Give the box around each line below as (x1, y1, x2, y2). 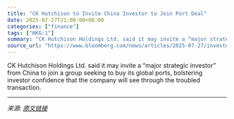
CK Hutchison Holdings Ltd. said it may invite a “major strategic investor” (7, 62, 217, 69)
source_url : (7, 42, 42, 49)
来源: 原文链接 (7, 104, 47, 112)
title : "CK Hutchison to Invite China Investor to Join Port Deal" (7, 10, 208, 17)
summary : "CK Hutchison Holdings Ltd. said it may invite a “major (7, 36, 208, 43)
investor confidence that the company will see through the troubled (7, 76, 201, 84)
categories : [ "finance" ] (7, 23, 79, 30)
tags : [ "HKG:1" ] (7, 29, 54, 37)
